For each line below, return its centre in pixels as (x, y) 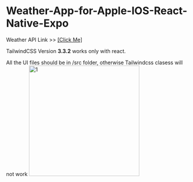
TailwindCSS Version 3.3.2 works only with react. (66, 51)
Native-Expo (37, 23)
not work (17, 174)
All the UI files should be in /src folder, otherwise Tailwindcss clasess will (94, 62)
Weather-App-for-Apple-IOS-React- (97, 11)
